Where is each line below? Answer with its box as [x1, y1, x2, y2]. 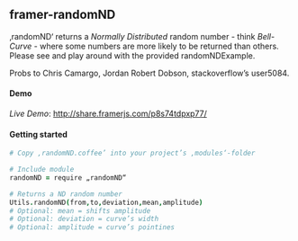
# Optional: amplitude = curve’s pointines [9, 223, 176, 232]
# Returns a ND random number [9, 189, 123, 199]
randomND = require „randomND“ [9, 173, 127, 183]
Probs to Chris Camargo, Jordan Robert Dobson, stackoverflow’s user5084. [9, 67, 290, 78]
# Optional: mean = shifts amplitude [9, 206, 151, 215]
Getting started [9, 129, 68, 139]
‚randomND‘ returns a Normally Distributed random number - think [9, 31, 256, 41]
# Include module [9, 165, 75, 174]
